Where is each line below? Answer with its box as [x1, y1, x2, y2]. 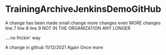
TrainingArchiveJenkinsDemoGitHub [5, 3, 162, 15]
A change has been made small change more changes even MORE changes [5, 20, 161, 26]
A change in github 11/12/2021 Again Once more [5, 44, 103, 50]
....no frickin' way [5, 35, 41, 41]
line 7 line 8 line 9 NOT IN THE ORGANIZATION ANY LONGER [5, 25, 131, 31]
